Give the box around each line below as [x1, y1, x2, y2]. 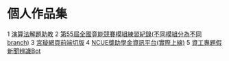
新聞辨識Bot [7, 47, 41, 55]
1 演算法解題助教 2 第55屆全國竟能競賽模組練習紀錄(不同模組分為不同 [7, 30, 202, 38]
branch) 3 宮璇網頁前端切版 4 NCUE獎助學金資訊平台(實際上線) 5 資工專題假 [7, 38, 222, 46]
